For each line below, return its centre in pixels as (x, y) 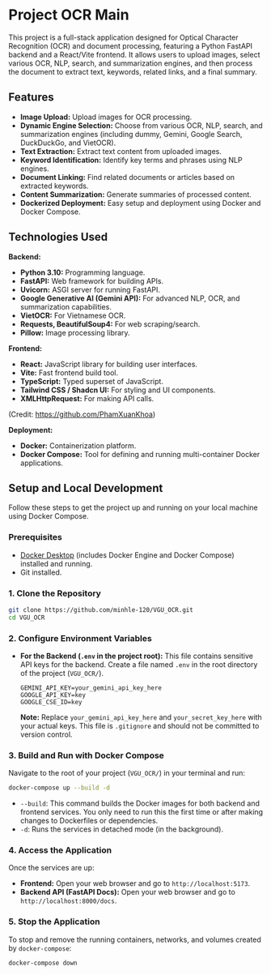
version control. (46, 734)
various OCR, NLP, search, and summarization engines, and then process (131, 63)
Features (31, 98)
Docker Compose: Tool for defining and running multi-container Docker (140, 454)
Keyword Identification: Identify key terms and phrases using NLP (131, 160)
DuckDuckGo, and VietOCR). (68, 143)
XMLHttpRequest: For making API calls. (87, 398)
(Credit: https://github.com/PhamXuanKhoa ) (82, 414)
